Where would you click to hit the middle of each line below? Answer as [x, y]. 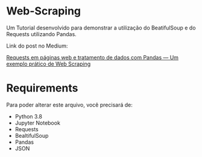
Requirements [42, 88]
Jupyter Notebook [37, 123]
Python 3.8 [28, 116]
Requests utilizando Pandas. [41, 34]
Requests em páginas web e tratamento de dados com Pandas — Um [93, 57]
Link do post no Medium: [37, 46]
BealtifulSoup [32, 135]
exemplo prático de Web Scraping [49, 64]
